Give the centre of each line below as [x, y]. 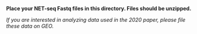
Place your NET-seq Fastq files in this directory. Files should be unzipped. [99, 8]
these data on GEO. [30, 26]
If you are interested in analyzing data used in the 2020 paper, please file [96, 20]
